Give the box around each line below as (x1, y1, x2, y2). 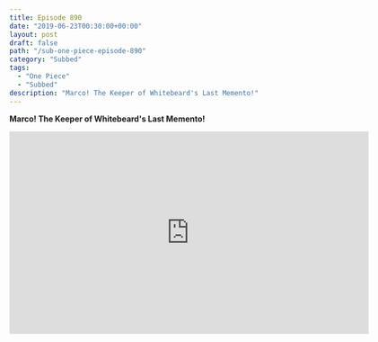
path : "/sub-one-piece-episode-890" (9, 47, 146, 56)
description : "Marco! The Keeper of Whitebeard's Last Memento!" (9, 88, 259, 97)
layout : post (9, 30, 58, 39)
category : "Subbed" (9, 55, 83, 64)
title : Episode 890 (9, 13, 83, 22)
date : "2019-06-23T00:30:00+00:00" (9, 22, 143, 31)
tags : (9, 64, 30, 73)
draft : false (9, 38, 58, 48)
